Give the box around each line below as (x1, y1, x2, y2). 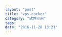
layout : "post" (5, 7, 36, 12)
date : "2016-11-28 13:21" (5, 25, 58, 30)
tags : (5, 20, 16, 25)
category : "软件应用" (5, 16, 46, 21)
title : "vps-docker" (5, 12, 47, 16)
